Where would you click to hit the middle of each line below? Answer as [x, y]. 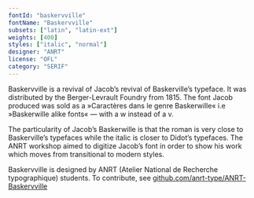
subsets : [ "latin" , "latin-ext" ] [63, 30]
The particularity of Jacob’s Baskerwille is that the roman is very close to [126, 129]
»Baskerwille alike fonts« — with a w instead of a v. [91, 114]
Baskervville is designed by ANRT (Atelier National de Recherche [113, 169]
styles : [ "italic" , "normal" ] [58, 45]
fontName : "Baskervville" [50, 23]
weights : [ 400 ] [33, 37]
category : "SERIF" [38, 67]
